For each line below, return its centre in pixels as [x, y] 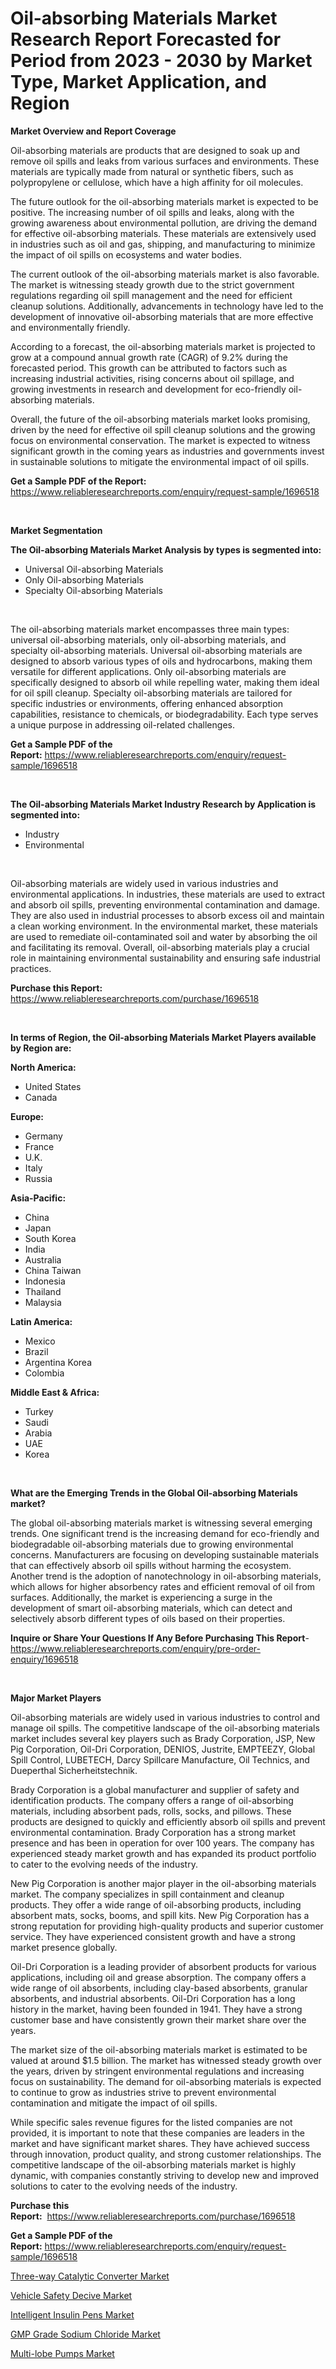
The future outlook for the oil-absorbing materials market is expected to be [164, 201]
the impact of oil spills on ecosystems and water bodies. [126, 254]
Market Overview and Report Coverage [93, 131]
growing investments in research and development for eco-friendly [148, 389]
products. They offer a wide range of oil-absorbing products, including [156, 1904]
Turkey [39, 1411]
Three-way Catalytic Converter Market [90, 2276]
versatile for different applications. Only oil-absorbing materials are [148, 671]
